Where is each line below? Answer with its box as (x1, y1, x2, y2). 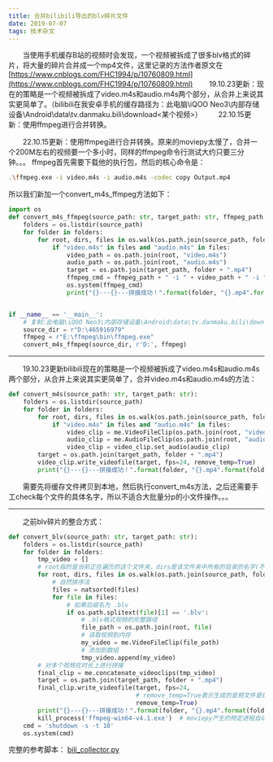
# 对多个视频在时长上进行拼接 (37, 661, 124, 669)
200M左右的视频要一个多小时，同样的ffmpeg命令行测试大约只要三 (15, 147, 238, 157)
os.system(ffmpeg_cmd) (66, 281, 144, 289)
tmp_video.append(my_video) (80, 653, 176, 662)
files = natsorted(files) (51, 586, 140, 594)
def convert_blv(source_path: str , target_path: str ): (8, 533, 198, 541)
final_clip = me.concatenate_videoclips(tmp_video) (37, 669, 217, 677)
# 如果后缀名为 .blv (66, 600, 129, 609)
